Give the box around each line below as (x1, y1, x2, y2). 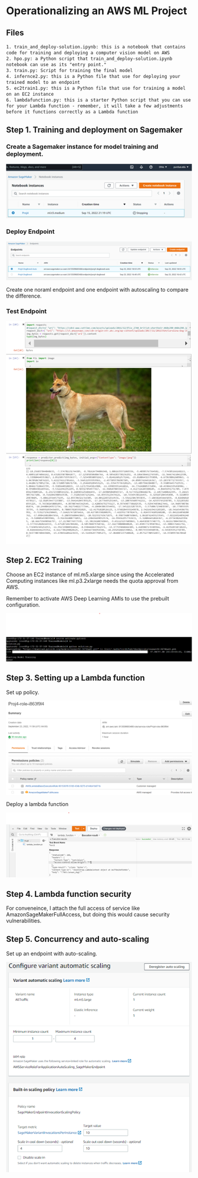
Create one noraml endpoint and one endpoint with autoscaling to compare (6, 286, 189, 293)
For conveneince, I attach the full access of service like (6, 905, 140, 912)
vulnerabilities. (6, 917, 42, 925)
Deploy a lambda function (6, 800, 69, 807)
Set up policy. (6, 688, 39, 696)
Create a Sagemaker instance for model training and (6, 143, 159, 151)
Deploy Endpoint (6, 227, 55, 236)
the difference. (6, 292, 42, 299)
